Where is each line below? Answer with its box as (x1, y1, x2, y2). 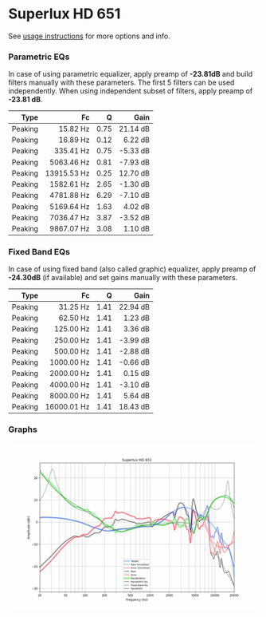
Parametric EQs (8, 51, 70, 62)
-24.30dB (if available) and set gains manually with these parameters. (8, 273, 238, 283)
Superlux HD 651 (8, 5, 121, 23)
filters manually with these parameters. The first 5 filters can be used (8, 77, 235, 88)
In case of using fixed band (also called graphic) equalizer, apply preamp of (8, 264, 256, 274)
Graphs (8, 424, 37, 435)
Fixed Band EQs (8, 246, 70, 257)
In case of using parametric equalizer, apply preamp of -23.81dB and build (8, 69, 253, 79)
